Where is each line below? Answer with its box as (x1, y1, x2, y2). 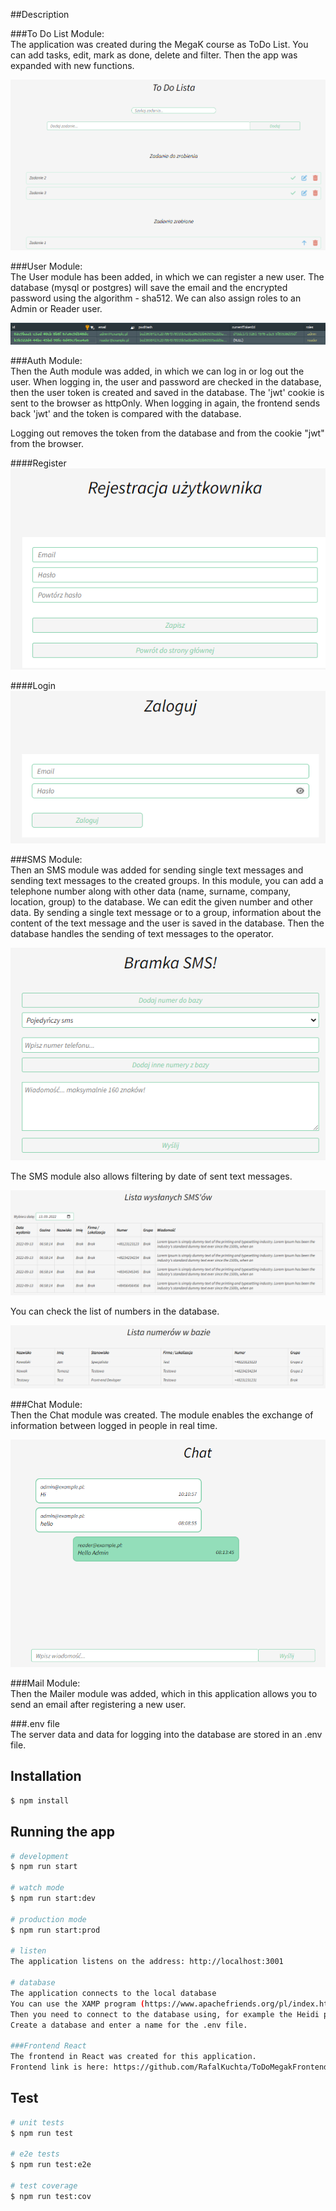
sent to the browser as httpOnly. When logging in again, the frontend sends (10, 397, 321, 409)
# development (10, 1851, 70, 1861)
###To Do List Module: (10, 28, 105, 39)
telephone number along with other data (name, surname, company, (10, 885, 292, 897)
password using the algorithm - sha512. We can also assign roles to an (10, 292, 302, 304)
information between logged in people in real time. (10, 1420, 218, 1432)
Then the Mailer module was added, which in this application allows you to (10, 1688, 318, 1700)
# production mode (10, 1914, 87, 1924)
